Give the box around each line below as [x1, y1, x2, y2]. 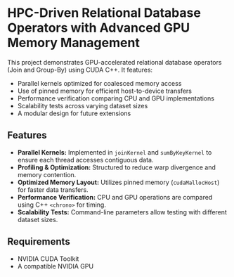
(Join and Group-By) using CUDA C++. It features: [7, 65, 153, 74]
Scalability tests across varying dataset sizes [17, 101, 148, 110]
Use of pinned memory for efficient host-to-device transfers [17, 86, 192, 95]
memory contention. [17, 170, 77, 179]
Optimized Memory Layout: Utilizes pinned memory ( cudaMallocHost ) [17, 178, 220, 186]
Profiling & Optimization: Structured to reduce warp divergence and [17, 163, 216, 172]
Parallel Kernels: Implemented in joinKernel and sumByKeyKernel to [17, 148, 212, 156]
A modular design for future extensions [17, 109, 131, 117]
